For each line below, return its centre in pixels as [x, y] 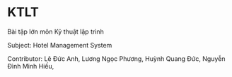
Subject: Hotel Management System [60, 45]
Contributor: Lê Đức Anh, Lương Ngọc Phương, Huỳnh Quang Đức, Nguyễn [116, 58]
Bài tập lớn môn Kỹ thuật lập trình [56, 31]
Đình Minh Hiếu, [31, 66]
